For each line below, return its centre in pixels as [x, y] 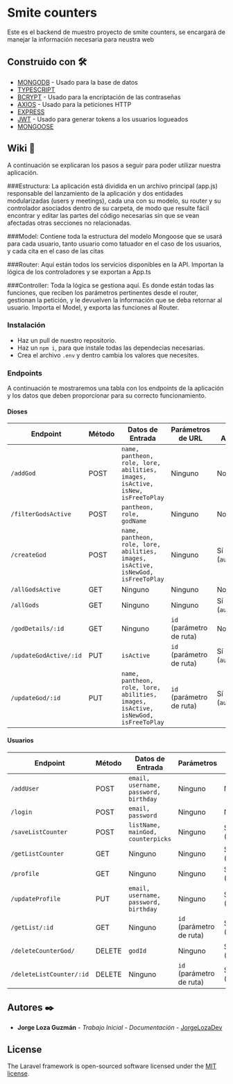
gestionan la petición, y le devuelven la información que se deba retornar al [115, 300]
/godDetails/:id [37, 629]
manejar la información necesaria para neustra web [81, 39]
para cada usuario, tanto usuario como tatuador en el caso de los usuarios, [114, 244]
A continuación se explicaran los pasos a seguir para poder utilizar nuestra [114, 165]
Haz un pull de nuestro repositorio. [67, 340]
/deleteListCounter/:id [50, 974]
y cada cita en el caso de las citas [55, 251]
